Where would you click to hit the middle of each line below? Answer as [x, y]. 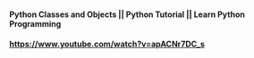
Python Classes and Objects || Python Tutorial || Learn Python [127, 14]
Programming [35, 23]
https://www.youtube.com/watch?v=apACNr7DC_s [107, 44]
